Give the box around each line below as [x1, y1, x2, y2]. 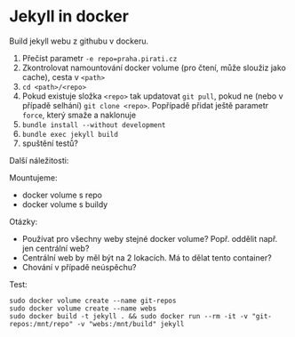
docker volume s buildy [21, 198, 108, 210]
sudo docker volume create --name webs [9, 304, 157, 313]
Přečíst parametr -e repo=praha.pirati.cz [21, 52, 178, 63]
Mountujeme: [9, 172, 58, 183]
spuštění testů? [21, 138, 78, 148]
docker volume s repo [21, 189, 103, 200]
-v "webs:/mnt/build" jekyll [76, 319, 185, 328]
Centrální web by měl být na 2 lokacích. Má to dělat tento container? [21, 252, 273, 263]
